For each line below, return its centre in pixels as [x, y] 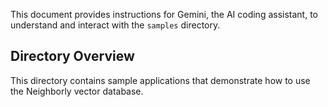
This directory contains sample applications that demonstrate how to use [160, 80]
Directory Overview [72, 56]
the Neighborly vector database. [77, 91]
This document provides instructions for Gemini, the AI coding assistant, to [164, 14]
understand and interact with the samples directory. [115, 25]
